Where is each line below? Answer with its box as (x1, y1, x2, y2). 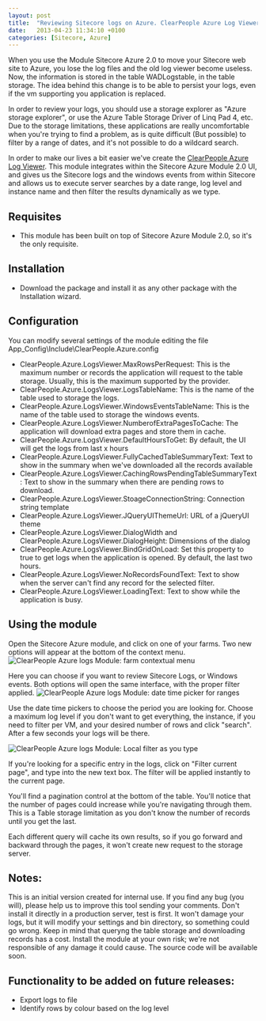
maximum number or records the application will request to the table (19, 367, 243, 377)
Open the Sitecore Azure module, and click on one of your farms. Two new (8, 639, 252, 648)
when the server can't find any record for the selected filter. (19, 578, 215, 587)
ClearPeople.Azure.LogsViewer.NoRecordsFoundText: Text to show (19, 569, 240, 579)
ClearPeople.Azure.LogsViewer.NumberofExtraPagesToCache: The (19, 418, 239, 427)
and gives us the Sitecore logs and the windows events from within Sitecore (8, 170, 256, 180)
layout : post (8, 11, 51, 20)
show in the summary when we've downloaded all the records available (19, 460, 253, 469)
